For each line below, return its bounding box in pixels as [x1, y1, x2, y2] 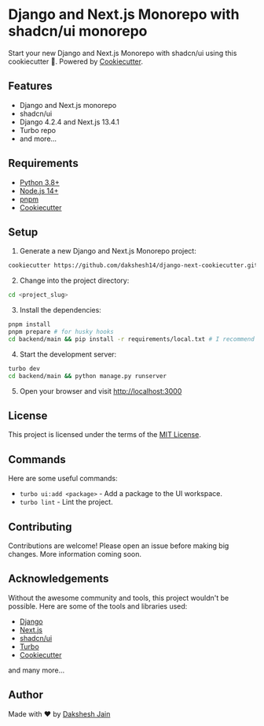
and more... [19, 134, 57, 143]
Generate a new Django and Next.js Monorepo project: [19, 246, 196, 256]
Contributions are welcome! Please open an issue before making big [8, 541, 229, 550]
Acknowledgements [8, 572, 109, 586]
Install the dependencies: [19, 306, 102, 315]
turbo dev [8, 365, 41, 372]
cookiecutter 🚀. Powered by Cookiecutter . [8, 57, 144, 66]
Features [8, 80, 53, 93]
